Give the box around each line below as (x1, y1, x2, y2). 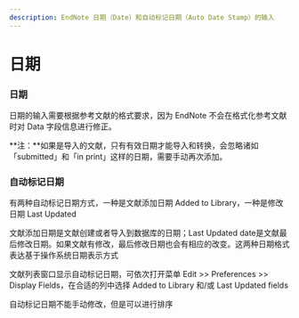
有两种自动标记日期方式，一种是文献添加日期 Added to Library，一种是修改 (9, 198, 284, 208)
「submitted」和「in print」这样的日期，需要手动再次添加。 (9, 151, 228, 162)
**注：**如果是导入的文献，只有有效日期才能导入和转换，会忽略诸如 (9, 140, 260, 151)
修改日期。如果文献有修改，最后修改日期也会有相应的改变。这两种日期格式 (16, 239, 290, 249)
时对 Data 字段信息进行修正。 (9, 121, 117, 132)
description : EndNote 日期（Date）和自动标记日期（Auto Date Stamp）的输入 (9, 12, 275, 22)
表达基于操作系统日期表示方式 (9, 250, 118, 261)
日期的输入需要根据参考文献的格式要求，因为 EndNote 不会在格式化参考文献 (9, 110, 287, 121)
